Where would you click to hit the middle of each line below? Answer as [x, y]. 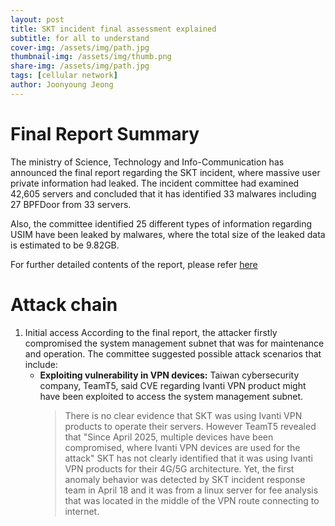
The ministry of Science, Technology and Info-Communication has [147, 162]
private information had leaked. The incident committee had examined [155, 183]
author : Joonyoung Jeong [62, 85]
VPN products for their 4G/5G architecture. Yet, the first [179, 468]
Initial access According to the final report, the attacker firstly [151, 332]
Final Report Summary [105, 133]
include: [41, 364]
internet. [82, 511]
